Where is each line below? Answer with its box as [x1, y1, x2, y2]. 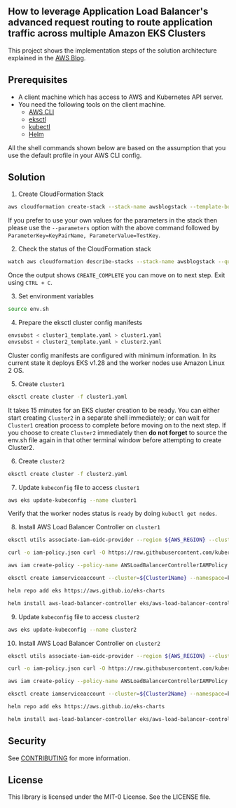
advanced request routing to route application [8, 17, 213, 29]
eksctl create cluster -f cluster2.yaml [8, 470, 128, 477]
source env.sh [8, 305, 50, 313]
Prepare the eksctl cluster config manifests [18, 319, 143, 327]
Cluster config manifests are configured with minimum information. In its [8, 351, 216, 359]
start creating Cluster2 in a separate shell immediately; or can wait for [8, 413, 210, 422]
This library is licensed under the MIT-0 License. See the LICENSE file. [8, 793, 211, 801]
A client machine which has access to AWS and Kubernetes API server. [18, 93, 223, 101]
